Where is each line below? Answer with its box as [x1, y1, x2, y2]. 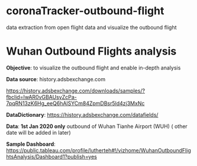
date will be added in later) [6, 129, 71, 136]
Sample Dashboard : [6, 141, 56, 148]
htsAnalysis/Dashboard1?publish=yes [6, 153, 98, 160]
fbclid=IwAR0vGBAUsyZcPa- [6, 93, 77, 100]
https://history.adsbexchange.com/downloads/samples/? [6, 87, 146, 94]
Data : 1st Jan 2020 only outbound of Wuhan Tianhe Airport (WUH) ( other [6, 123, 188, 130]
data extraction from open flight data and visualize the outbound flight [6, 24, 177, 31]
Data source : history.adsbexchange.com [6, 75, 106, 82]
